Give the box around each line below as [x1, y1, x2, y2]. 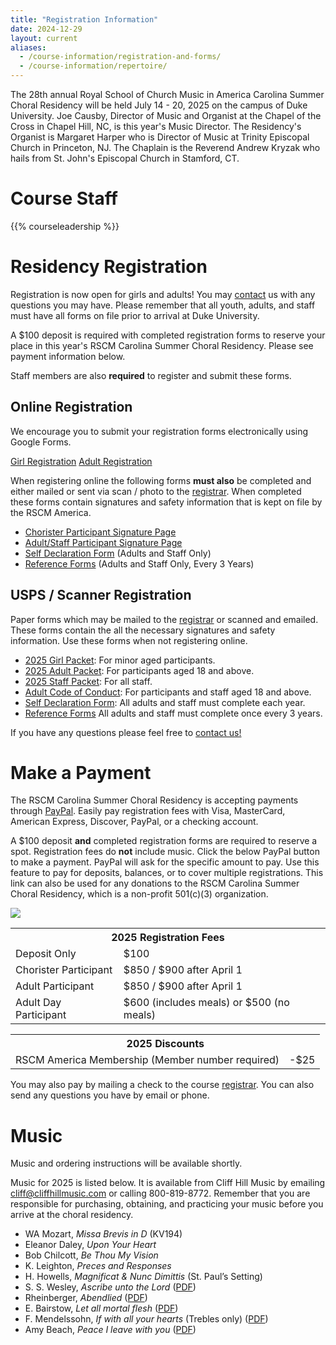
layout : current [10, 33, 78, 43]
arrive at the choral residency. [10, 1209, 134, 1221]
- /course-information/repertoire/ [19, 61, 168, 71]
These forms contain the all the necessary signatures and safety [10, 624, 276, 636]
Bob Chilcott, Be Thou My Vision [24, 1249, 159, 1261]
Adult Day [15, 996, 62, 1010]
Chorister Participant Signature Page [24, 526, 177, 538]
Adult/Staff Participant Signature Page [24, 536, 183, 548]
